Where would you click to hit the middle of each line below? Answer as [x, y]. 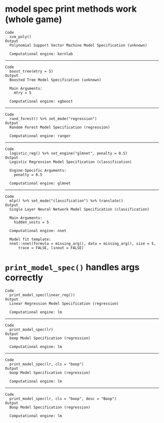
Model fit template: [30, 239]
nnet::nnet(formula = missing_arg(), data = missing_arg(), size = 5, [83, 243]
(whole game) [34, 19]
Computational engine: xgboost [41, 101]
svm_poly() [20, 37]
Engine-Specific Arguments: [38, 170]
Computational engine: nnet [38, 231]
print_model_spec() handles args [72, 267]
